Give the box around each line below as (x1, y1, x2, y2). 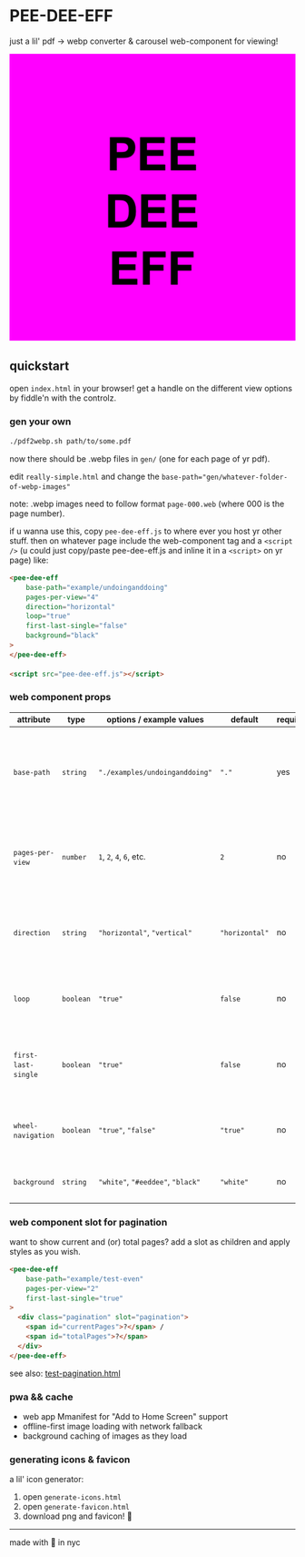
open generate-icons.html (22, 1491, 123, 1502)
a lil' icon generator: (9, 1474, 84, 1485)
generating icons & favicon (9, 1453, 131, 1466)
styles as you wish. (9, 1246, 82, 1257)
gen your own (9, 415, 72, 428)
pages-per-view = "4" (25, 593, 100, 602)
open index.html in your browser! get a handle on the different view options (9, 382, 293, 393)
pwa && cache (9, 1390, 74, 1403)
